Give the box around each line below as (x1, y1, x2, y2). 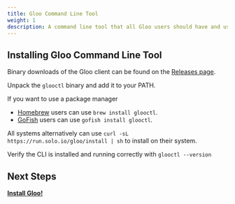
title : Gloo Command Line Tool (7, 10, 99, 17)
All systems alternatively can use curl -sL (7, 129, 129, 138)
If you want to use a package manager (7, 95, 118, 103)
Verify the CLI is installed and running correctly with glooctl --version (7, 150, 212, 159)
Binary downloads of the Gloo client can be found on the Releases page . (7, 68, 216, 76)
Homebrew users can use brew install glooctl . (17, 108, 158, 117)
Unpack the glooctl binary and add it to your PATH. (7, 81, 156, 89)
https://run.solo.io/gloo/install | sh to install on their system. (7, 137, 197, 145)
